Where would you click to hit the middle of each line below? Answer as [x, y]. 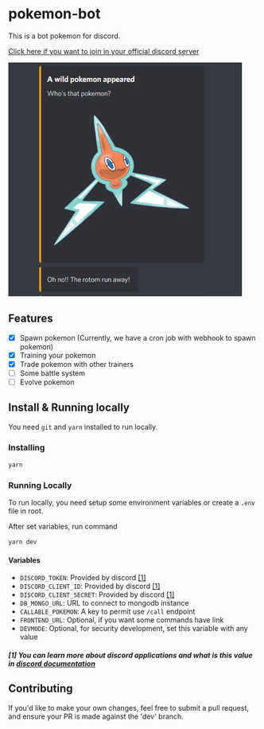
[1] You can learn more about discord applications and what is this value [130, 655]
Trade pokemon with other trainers [76, 364]
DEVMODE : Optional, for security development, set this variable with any [134, 629]
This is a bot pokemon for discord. [64, 36]
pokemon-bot [54, 14]
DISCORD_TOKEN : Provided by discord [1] [83, 578]
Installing [27, 447]
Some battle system [52, 373]
